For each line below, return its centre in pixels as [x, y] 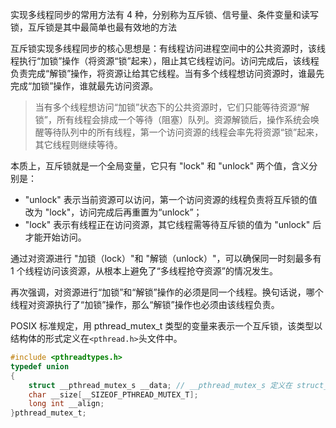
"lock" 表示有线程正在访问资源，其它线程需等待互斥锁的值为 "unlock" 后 [173, 224]
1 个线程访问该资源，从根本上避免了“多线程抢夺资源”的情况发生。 [144, 271]
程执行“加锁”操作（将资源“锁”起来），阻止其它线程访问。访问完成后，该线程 [165, 61]
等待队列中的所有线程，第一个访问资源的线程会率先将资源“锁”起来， [183, 132]
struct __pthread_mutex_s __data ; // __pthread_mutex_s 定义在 [160, 385]
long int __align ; [66, 404]
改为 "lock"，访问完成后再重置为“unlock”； [113, 212]
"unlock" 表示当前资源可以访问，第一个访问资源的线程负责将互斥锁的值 [171, 199]
